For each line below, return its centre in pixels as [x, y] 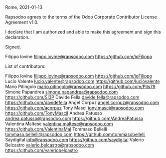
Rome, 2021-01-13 [24, 7]
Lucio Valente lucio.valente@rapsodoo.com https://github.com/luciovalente [83, 81]
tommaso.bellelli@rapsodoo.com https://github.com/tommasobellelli [75, 134]
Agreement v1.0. [22, 22]
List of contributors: [25, 66]
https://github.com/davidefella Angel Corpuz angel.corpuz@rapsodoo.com [82, 102]
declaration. [17, 37]
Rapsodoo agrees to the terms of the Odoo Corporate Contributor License [81, 17]
